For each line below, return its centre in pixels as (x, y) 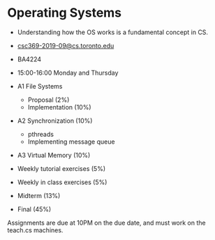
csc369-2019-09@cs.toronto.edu (66, 45)
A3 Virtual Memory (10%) (54, 155)
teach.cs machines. (35, 230)
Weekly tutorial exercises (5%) (61, 168)
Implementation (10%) (60, 107)
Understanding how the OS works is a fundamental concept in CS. (112, 32)
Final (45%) (34, 209)
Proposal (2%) (49, 100)
